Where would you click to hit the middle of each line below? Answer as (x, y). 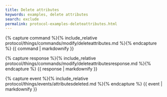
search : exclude (22, 19)
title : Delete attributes (32, 10)
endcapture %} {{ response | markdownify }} (51, 69)
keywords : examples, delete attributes (47, 14)
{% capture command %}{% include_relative (51, 38)
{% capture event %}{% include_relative (47, 78)
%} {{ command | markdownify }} (39, 48)
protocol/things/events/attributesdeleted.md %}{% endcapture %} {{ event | (84, 84)
